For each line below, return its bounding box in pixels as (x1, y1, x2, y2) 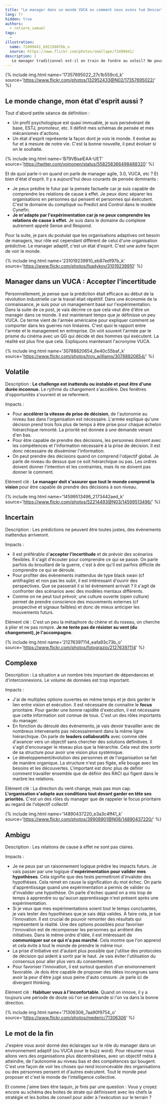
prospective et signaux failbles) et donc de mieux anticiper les (12, 604, 140, 610)
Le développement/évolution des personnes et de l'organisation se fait (12, 755, 157, 761)
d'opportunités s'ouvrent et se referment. (5, 391, 90, 397)
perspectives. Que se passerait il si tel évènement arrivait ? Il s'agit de (12, 583, 156, 589)
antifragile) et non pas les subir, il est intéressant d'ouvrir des (12, 577, 138, 583)
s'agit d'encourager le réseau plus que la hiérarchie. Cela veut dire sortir (12, 744, 161, 750)
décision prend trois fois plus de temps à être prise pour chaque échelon (12, 421, 162, 427)
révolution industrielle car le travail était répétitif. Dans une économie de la (5, 296, 157, 302)
